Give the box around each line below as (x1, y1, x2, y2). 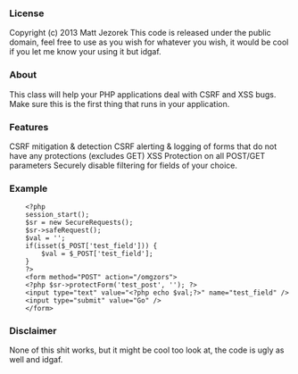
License (9, 7, 45, 20)
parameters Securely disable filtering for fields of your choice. (9, 160, 238, 170)
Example (9, 182, 48, 195)
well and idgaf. (9, 354, 63, 365)
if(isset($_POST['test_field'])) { (25, 242, 158, 251)
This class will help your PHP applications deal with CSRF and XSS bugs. (9, 88, 277, 100)
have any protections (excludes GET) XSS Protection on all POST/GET (9, 150, 266, 161)
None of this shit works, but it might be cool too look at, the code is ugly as (9, 345, 285, 355)
